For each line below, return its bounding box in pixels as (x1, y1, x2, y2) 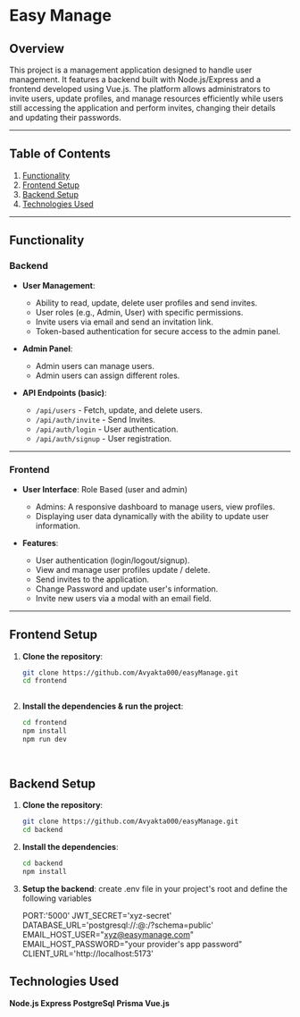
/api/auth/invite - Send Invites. (35, 414, 156, 424)
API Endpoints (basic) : (21, 387, 107, 398)
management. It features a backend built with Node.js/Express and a (9, 74, 262, 85)
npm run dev (21, 735, 67, 744)
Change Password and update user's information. (35, 583, 219, 594)
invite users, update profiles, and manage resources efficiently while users (9, 93, 284, 104)
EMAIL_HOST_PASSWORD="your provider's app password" (21, 938, 243, 949)
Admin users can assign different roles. (35, 370, 180, 381)
